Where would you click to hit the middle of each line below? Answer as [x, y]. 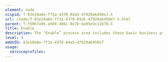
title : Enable [20, 28]
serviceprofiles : [28, 51]
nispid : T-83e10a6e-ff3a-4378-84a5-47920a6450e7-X [59, 14]
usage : [12, 47]
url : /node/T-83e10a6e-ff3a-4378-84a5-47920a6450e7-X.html [68, 19]
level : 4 [14, 38]
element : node [20, 10]
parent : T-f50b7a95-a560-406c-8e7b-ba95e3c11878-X [59, 24]
